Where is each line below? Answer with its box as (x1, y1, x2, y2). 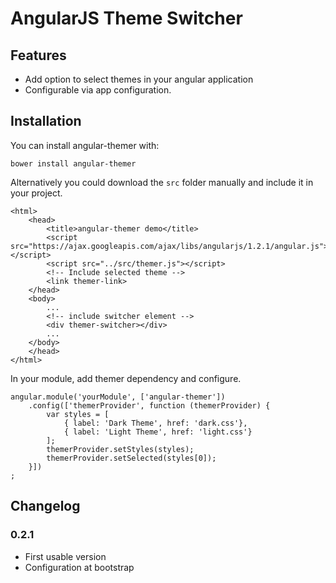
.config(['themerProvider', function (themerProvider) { (28, 400, 271, 411)
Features (10, 47, 67, 64)
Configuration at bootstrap (24, 561, 135, 573)
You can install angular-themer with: (10, 139, 160, 151)
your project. (10, 187, 63, 199)
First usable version (24, 550, 107, 562)
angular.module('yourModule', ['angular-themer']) (10, 392, 226, 402)
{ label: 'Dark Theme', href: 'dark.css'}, (63, 418, 248, 428)
